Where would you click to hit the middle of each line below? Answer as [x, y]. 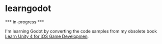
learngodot [28, 8]
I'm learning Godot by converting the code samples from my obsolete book [81, 31]
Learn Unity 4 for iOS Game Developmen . [47, 36]
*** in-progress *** [25, 22]
